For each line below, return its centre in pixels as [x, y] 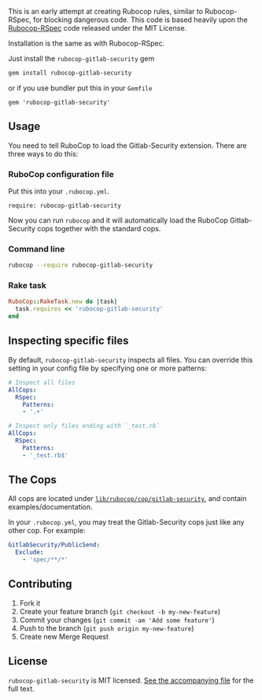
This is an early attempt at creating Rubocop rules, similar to [105, 11]
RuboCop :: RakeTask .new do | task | [63, 302]
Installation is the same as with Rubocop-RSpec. [87, 43]
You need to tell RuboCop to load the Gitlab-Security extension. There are [127, 146]
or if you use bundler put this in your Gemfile [80, 88]
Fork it [30, 603]
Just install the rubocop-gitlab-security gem [81, 59]
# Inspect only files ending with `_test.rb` [84, 426]
